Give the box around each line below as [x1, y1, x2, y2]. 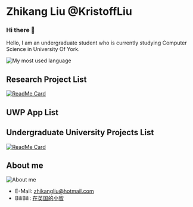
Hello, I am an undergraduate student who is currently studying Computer [6, 39, 188, 46]
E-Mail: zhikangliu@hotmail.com [14, 187, 94, 195]
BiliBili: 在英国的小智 [14, 195, 64, 202]
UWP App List [6, 107, 58, 117]
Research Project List [6, 74, 87, 84]
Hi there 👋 [6, 26, 36, 34]
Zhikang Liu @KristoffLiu [6, 5, 132, 18]
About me [6, 160, 43, 170]
